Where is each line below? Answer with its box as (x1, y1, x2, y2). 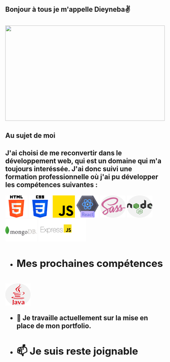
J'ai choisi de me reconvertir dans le (5, 148, 122, 157)
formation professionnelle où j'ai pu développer (5, 172, 158, 181)
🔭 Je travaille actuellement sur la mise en (16, 313, 148, 322)
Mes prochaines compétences (16, 257, 163, 269)
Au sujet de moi (5, 131, 56, 140)
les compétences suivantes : (5, 180, 98, 189)
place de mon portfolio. (16, 321, 92, 330)
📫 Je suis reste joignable (16, 344, 138, 357)
